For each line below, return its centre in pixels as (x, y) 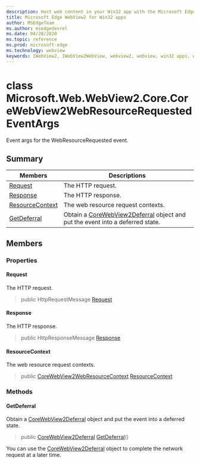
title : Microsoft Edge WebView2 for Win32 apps (66, 17)
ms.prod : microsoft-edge (37, 45)
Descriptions (127, 175)
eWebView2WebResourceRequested (99, 111)
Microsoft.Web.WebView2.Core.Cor (97, 98)
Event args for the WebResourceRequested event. (68, 140)
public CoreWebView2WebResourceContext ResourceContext (96, 376)
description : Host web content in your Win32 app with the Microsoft (94, 12)
